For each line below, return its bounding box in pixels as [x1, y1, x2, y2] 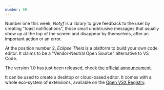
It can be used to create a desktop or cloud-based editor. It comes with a [5, 74, 152, 80]
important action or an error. [5, 36, 62, 42]
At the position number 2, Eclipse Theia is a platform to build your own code [5, 45, 158, 51]
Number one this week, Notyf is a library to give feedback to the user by [5, 20, 150, 26]
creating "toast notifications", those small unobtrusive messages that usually [5, 25, 159, 31]
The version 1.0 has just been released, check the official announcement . [5, 65, 152, 71]
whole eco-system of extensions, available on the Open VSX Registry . [5, 79, 145, 85]
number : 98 [5, 7, 27, 12]
